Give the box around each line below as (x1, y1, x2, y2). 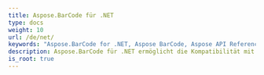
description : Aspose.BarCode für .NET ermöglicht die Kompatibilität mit (8, 48, 255, 55)
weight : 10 (8, 26, 44, 34)
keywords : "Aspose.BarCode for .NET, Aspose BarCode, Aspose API (8, 41, 226, 48)
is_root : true (8, 55, 55, 63)
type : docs (8, 19, 44, 27)
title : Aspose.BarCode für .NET (8, 11, 114, 20)
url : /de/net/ (8, 33, 55, 41)
